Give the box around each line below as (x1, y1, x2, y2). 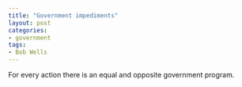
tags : (8, 41, 26, 49)
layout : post (8, 19, 51, 27)
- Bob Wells (8, 48, 47, 56)
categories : (8, 26, 47, 34)
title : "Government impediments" (8, 11, 119, 20)
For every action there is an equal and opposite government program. (8, 70, 235, 79)
